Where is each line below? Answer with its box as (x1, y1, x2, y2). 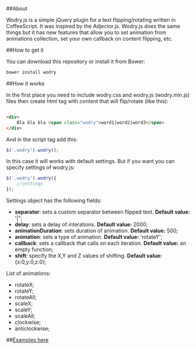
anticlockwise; (14, 325, 50, 332)
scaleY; (14, 306, 32, 313)
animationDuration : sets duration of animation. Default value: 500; (14, 227, 178, 234)
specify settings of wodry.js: (6, 164, 75, 171)
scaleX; (14, 300, 34, 307)
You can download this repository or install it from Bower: (6, 58, 145, 65)
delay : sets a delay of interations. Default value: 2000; (14, 221, 148, 228)
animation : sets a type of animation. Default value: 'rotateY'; (14, 234, 163, 240)
